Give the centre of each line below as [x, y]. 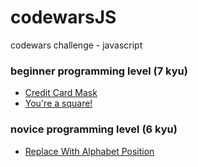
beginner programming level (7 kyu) [99, 71]
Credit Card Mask [61, 93]
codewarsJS [63, 17]
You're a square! [58, 103]
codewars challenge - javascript [76, 45]
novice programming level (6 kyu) [94, 129]
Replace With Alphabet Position [89, 151]
